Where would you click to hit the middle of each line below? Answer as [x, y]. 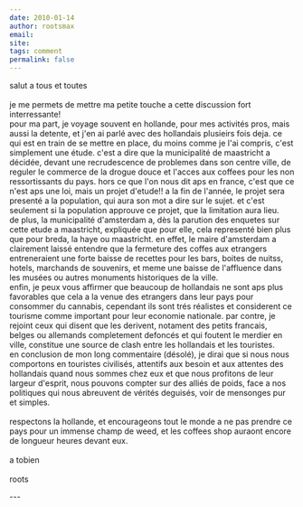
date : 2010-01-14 [42, 18]
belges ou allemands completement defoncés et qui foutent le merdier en [146, 335]
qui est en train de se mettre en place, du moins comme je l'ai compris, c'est [151, 143]
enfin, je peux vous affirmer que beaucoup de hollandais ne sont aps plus [147, 287]
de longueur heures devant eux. [69, 441]
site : [19, 43]
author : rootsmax [42, 26]
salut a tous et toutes [48, 85]
